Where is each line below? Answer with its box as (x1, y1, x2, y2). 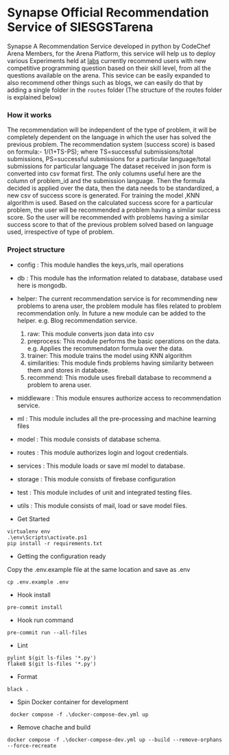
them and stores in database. (27, 365, 110, 374)
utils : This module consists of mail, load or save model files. (16, 501, 187, 510)
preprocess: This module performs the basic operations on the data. (27, 337, 221, 345)
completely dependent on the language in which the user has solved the (7, 133, 211, 141)
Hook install (16, 590, 51, 599)
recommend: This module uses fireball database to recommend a (27, 373, 212, 381)
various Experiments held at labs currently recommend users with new (7, 56, 207, 64)
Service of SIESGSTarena (7, 19, 154, 35)
